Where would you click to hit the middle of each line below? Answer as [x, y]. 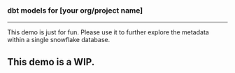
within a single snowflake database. [59, 40]
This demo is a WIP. [51, 62]
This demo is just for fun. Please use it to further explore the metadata [108, 32]
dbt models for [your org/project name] [75, 11]
